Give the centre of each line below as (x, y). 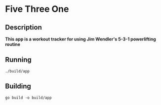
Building (18, 87)
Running (19, 60)
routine (13, 44)
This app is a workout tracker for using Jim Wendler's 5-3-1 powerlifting (81, 39)
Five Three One (37, 9)
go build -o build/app (28, 98)
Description (23, 27)
